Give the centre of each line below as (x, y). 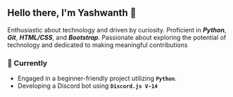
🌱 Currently (27, 63)
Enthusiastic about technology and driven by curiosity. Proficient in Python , (117, 30)
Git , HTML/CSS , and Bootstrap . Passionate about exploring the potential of (117, 37)
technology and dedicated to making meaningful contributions (97, 45)
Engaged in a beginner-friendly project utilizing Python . (97, 79)
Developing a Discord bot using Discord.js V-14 (88, 86)
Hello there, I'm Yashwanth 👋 (72, 13)
